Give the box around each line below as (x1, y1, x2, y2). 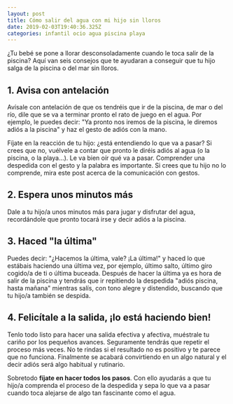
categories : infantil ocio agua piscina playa (7, 29, 146, 37)
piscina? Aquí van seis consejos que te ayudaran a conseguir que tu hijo (7, 57, 216, 65)
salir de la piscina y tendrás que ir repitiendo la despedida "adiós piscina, (7, 276, 218, 285)
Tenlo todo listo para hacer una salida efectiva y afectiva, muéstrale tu (7, 330, 210, 339)
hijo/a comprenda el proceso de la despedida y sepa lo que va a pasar (7, 381, 210, 389)
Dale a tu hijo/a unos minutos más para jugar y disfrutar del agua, (7, 208, 196, 216)
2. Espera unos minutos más (7, 189, 134, 201)
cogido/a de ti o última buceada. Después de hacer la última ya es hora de (7, 269, 222, 277)
